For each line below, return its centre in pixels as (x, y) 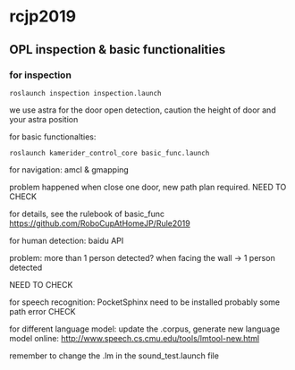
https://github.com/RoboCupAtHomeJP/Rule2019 (100, 223)
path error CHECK (42, 311)
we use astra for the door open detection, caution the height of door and (143, 110)
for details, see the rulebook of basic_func (87, 214)
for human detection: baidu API (67, 240)
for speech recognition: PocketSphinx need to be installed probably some (144, 302)
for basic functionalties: (53, 137)
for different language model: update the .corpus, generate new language (144, 329)
